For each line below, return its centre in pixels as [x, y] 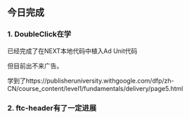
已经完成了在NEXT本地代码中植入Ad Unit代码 [72, 50]
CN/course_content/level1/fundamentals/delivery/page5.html [95, 88]
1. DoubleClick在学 [39, 34]
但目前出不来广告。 [35, 66]
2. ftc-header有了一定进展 [52, 108]
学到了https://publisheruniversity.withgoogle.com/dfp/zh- [91, 80]
